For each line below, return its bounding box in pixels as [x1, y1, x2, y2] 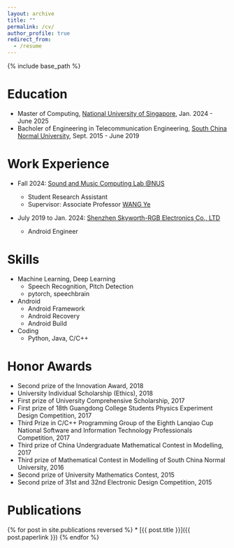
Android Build [27, 319, 68, 327]
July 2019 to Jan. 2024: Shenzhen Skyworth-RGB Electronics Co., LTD [17, 214, 221, 222]
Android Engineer [27, 227, 78, 235]
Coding [17, 326, 39, 335]
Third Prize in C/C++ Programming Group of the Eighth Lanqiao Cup [17, 418, 214, 427]
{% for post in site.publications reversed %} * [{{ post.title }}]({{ [7, 525, 191, 534]
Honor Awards [7, 359, 92, 374]
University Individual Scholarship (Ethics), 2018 [17, 389, 154, 397]
